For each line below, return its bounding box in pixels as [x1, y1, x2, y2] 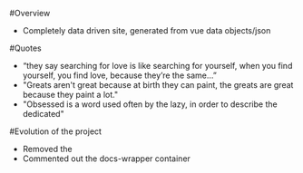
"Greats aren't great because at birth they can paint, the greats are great [22, 80, 294, 90]
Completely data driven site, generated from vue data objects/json [22, 25, 271, 35]
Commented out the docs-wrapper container [22, 153, 191, 164]
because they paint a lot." [22, 90, 119, 100]
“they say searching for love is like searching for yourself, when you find [22, 61, 293, 71]
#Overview [9, 8, 51, 18]
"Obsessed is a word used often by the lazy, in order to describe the [22, 99, 279, 110]
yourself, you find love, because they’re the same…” [22, 70, 218, 81]
